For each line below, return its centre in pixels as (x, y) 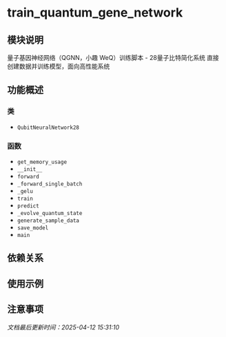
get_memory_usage (42, 162)
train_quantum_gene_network (95, 13)
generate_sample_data (48, 221)
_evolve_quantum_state (50, 213)
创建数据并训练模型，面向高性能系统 (59, 66)
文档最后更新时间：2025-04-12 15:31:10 (63, 327)
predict (28, 206)
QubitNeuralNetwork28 (48, 127)
